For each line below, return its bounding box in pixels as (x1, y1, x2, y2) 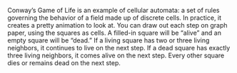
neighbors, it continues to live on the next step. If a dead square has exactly (7, 44, 231, 52)
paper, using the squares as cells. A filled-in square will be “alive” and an (7, 28, 221, 37)
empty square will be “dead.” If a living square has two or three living (7, 36, 210, 45)
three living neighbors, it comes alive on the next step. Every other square (7, 51, 225, 60)
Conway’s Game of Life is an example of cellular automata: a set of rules (7, 6, 220, 14)
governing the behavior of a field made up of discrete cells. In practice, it (7, 13, 222, 22)
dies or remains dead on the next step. (7, 59, 121, 67)
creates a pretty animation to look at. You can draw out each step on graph (7, 21, 228, 29)
